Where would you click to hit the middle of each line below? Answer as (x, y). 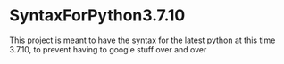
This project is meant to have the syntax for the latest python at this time (142, 40)
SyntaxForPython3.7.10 (97, 16)
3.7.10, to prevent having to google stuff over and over (108, 49)
